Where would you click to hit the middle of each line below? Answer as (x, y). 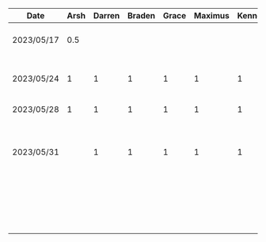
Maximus (211, 15)
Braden (142, 15)
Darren (106, 15)
